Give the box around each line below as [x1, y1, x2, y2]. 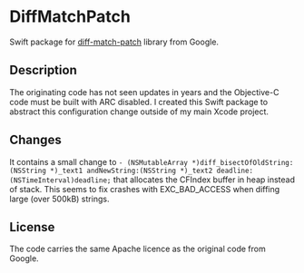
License [9, 219, 55, 235]
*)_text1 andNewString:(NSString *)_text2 [49, 166, 213, 175]
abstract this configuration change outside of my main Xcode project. [9, 106, 270, 117]
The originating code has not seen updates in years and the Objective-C [9, 86, 279, 97]
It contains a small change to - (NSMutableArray [9, 156, 189, 167]
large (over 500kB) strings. [9, 193, 110, 204]
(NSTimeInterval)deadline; [9, 175, 112, 185]
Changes [9, 132, 62, 148]
